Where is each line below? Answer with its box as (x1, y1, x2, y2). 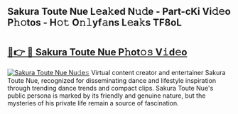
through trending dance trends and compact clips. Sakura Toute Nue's (7, 84, 214, 92)
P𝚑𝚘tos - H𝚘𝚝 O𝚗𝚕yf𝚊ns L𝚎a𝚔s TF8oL (7, 17, 183, 29)
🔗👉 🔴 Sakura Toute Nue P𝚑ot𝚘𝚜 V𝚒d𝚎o (7, 46, 188, 58)
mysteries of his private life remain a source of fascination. (7, 99, 179, 107)
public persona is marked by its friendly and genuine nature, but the (7, 91, 206, 100)
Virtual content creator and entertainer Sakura (91, 69, 226, 76)
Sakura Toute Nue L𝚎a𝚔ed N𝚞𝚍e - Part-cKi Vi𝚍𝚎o (7, 6, 231, 18)
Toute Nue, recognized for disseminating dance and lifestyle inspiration (7, 76, 217, 84)
